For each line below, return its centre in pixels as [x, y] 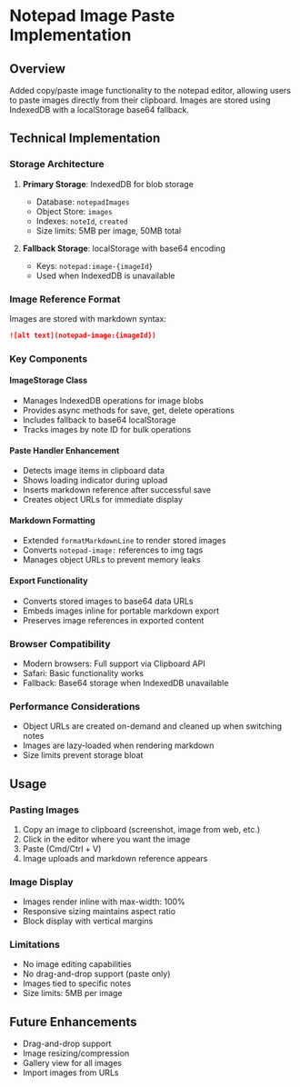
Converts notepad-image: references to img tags [113, 550]
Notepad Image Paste [92, 16]
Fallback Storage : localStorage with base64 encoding [124, 248]
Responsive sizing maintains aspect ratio [99, 912]
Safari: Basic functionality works [83, 673]
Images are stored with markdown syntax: [88, 318]
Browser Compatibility [60, 643]
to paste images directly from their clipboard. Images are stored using [140, 100]
